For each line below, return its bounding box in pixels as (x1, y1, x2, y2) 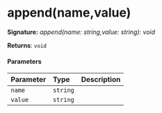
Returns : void (7, 41, 47, 49)
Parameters (7, 57, 42, 65)
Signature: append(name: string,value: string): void (7, 28, 156, 36)
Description (81, 75, 121, 85)
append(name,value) (7, 5, 131, 21)
